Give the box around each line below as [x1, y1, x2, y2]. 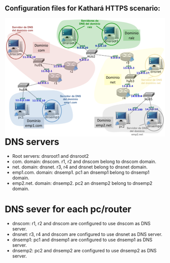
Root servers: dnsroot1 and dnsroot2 [12, 153, 89, 159]
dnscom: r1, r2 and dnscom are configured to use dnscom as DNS [12, 221, 151, 227]
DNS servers [5, 136, 60, 148]
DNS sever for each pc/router [5, 204, 132, 215]
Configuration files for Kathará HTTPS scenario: [5, 4, 161, 13]
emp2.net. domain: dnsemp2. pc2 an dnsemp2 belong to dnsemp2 [12, 180, 153, 186]
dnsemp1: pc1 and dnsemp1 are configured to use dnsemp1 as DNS [12, 237, 153, 243]
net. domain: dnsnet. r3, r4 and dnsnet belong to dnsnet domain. [12, 164, 148, 170]
